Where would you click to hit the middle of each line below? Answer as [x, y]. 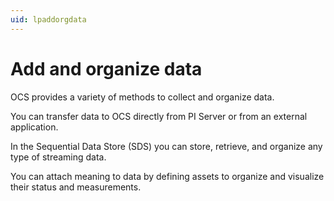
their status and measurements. [76, 187]
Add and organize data [106, 68]
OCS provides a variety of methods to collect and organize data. [142, 97]
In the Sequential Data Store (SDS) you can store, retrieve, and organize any [166, 146]
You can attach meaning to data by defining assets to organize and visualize [167, 176]
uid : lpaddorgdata [48, 19]
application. [34, 127]
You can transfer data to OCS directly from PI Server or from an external [159, 116]
